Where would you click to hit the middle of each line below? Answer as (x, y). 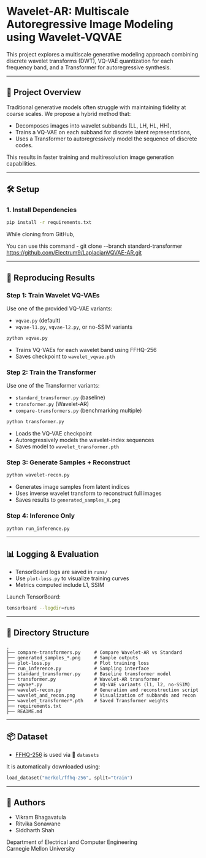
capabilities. (21, 163)
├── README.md (25, 711)
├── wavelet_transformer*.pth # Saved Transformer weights (87, 700)
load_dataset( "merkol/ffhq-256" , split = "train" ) (70, 778)
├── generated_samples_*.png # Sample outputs (72, 657)
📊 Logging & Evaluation (53, 554)
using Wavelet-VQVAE (64, 37)
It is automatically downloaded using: (53, 766)
